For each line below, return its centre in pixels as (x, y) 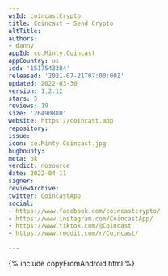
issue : (19, 136)
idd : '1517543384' (39, 69)
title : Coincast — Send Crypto (61, 23)
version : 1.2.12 (36, 91)
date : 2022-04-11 (38, 174)
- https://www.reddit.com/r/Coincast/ (73, 234)
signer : (21, 181)
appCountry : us (34, 61)
